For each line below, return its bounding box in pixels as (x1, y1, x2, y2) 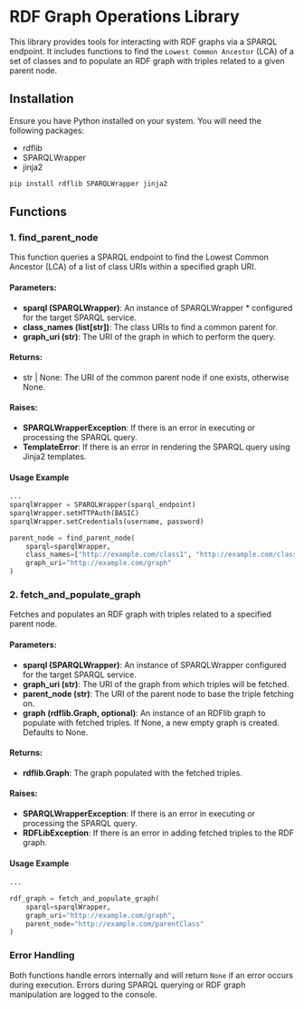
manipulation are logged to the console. (9, 988, 157, 1000)
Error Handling (9, 949, 75, 962)
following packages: (9, 125, 85, 136)
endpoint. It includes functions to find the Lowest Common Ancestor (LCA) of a (9, 45, 294, 56)
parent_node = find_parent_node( (9, 533, 136, 542)
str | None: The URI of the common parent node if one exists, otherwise (22, 372, 290, 382)
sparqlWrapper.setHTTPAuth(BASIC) (9, 508, 140, 517)
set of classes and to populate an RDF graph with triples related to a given (9, 55, 285, 66)
